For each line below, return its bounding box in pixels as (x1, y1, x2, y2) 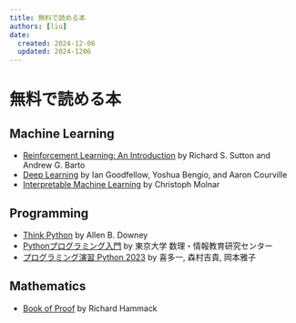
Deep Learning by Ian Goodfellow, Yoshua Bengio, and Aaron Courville (22, 169, 288, 180)
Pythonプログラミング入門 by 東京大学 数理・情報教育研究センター (22, 240, 273, 251)
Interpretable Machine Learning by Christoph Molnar (22, 179, 220, 190)
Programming (9, 206, 89, 221)
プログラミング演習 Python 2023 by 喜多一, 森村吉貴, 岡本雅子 (22, 251, 257, 262)
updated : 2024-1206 (17, 47, 92, 56)
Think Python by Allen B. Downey (22, 229, 148, 240)
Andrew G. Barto (22, 160, 86, 171)
